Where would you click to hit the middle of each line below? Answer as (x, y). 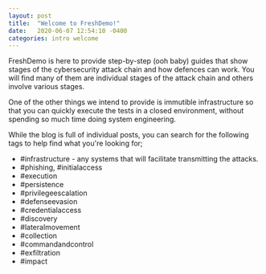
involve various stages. (47, 87)
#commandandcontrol (57, 244)
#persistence (42, 185)
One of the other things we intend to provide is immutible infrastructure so (131, 102)
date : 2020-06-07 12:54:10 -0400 (68, 31)
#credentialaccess (51, 211)
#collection (39, 236)
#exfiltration (40, 253)
